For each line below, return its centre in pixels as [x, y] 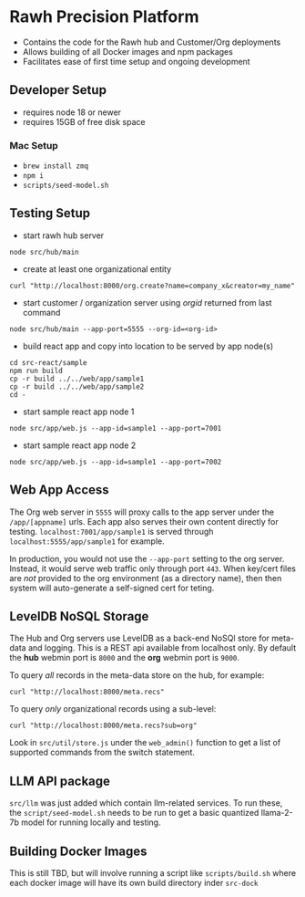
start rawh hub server [63, 235]
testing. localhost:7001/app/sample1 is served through [112, 531]
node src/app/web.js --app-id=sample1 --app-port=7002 [116, 462]
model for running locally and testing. [91, 822]
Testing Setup [50, 213]
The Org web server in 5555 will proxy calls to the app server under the [142, 512]
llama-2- [277, 813]
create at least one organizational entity [97, 269]
